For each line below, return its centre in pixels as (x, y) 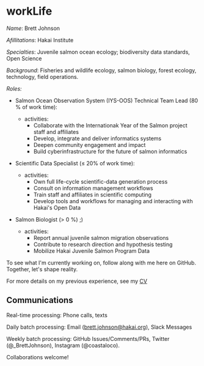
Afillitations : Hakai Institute (40, 40)
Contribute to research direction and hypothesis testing (103, 244)
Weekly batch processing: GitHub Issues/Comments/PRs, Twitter (88, 338)
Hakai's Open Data (57, 207)
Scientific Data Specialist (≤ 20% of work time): (75, 163)
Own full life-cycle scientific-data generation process (100, 181)
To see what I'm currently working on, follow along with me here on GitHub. (101, 263)
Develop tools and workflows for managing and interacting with (113, 201)
